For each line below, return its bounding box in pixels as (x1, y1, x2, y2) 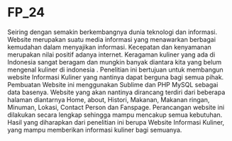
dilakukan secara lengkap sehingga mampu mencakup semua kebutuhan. (7, 111, 223, 119)
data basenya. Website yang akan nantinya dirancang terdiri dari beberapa (7, 88, 226, 96)
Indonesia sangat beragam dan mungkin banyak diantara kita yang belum (7, 57, 222, 66)
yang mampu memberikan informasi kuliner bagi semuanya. (7, 125, 182, 134)
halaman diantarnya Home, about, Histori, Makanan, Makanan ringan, (7, 95, 210, 103)
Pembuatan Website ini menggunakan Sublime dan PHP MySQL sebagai (7, 80, 219, 89)
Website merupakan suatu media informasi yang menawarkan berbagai (7, 35, 216, 43)
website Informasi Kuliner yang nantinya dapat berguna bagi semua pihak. (7, 72, 224, 81)
